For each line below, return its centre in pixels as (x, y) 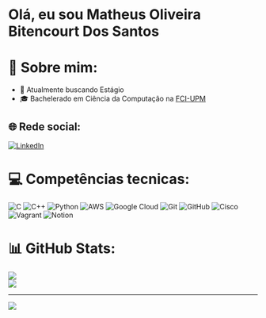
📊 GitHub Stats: (62, 249)
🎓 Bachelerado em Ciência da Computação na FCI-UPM (112, 99)
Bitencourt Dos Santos (84, 31)
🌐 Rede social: (45, 126)
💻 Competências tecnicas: (99, 179)
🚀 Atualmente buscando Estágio (72, 90)
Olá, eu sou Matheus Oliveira (105, 15)
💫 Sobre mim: (53, 68)
